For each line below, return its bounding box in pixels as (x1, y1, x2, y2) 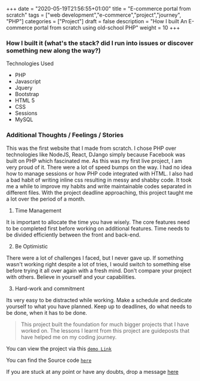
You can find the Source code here (6, 357, 92, 364)
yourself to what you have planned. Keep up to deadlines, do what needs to (6, 303, 192, 310)
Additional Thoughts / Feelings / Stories (6, 131, 124, 139)
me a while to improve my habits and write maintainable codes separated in (6, 182, 192, 190)
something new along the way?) (6, 46, 101, 54)
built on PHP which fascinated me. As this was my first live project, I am (6, 157, 182, 164)
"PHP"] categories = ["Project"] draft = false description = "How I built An (6, 18, 187, 24)
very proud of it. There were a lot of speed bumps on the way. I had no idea (6, 164, 192, 171)
